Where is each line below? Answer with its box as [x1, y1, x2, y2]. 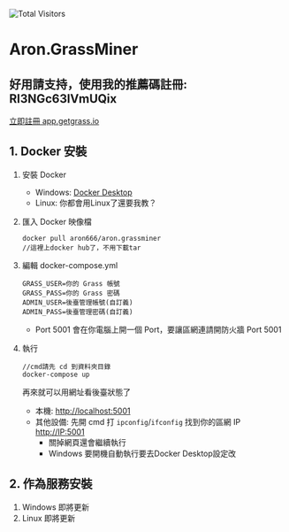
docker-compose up [21, 370, 90, 379]
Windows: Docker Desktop [34, 187, 133, 197]
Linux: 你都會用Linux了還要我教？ [34, 197, 157, 208]
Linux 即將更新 [21, 513, 76, 523]
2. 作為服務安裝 [9, 476, 93, 491]
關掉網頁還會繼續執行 [48, 436, 126, 447]
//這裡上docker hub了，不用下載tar [21, 243, 141, 252]
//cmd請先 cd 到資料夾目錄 [21, 362, 111, 371]
